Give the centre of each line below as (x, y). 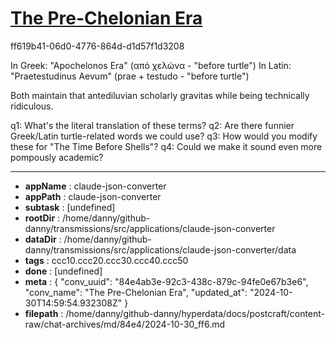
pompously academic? (57, 157)
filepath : (44, 313)
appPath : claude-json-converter (93, 196)
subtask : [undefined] (70, 207)
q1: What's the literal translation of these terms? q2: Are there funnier (152, 125)
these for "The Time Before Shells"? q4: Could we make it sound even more (166, 146)
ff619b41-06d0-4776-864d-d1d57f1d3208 (97, 46)
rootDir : (42, 218)
